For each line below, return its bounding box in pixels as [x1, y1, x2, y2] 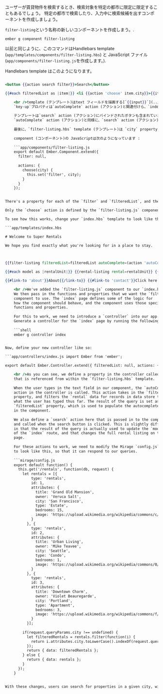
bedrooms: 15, [35, 508, 64, 513]
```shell [14, 328, 32, 333]
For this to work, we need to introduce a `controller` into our [14, 314, 149, 319]
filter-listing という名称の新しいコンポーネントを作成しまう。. [5, 27, 134, 33]
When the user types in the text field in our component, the [14, 385, 142, 391]
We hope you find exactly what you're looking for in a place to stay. [5, 243, 153, 248]
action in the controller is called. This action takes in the [14, 390, 145, 395]
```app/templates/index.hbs [5, 225, 62, 230]
